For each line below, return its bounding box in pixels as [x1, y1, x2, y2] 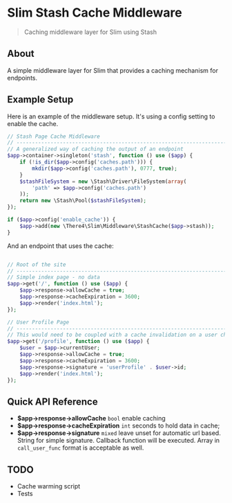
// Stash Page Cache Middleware [7, 133, 100, 140]
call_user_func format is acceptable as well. [17, 443, 144, 452]
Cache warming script [17, 482, 81, 491]
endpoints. [7, 73, 38, 82]
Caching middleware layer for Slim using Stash [23, 28, 157, 36]
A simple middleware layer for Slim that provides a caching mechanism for [7, 66, 219, 74]
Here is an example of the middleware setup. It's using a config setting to [7, 112, 215, 121]
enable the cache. [7, 119, 59, 127]
